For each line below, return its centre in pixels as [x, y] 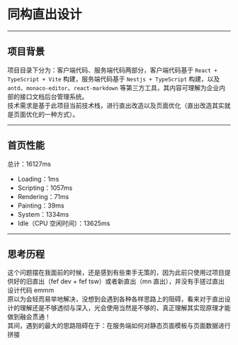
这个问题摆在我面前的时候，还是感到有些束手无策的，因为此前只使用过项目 [116, 273]
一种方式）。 [62, 114]
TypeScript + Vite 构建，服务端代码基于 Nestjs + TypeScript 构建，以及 [114, 79]
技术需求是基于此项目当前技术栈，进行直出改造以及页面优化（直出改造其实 [116, 105]
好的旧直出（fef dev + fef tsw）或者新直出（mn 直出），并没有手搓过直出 [119, 281]
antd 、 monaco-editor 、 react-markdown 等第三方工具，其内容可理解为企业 [113, 87]
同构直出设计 [45, 15]
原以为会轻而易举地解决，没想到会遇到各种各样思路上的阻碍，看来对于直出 [116, 299]
